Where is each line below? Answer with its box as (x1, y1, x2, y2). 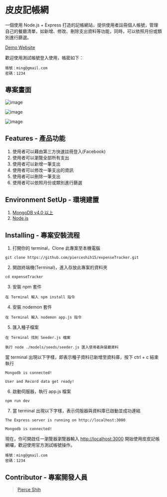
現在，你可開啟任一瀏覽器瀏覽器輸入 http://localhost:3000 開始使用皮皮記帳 (5, 436, 160, 442)
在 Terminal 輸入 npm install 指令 (5, 295, 76, 300)
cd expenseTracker (5, 275, 43, 280)
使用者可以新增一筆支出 (12, 161, 61, 167)
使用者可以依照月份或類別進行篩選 (12, 179, 83, 185)
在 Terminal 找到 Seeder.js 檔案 (5, 335, 71, 340)
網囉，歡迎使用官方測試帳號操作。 (5, 442, 75, 448)
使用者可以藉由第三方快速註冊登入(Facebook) (12, 148, 106, 155)
